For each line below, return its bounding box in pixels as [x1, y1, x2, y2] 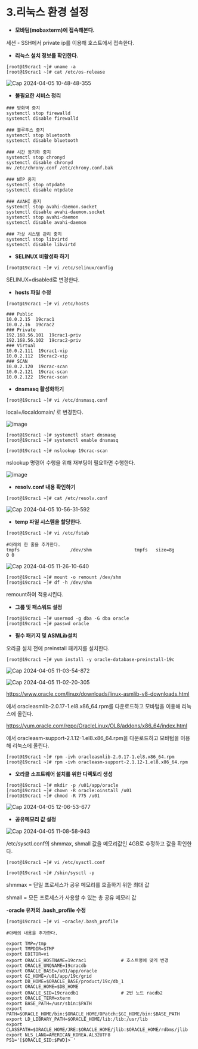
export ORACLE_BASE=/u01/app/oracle [6, 968, 97, 974]
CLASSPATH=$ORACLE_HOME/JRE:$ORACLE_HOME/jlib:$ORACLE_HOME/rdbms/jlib [6, 1026, 188, 1033]
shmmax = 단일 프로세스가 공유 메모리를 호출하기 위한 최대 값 [6, 881, 150, 888]
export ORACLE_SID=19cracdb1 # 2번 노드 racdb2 [6, 990, 163, 996]
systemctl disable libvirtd [6, 241, 76, 247]
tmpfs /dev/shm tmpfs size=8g [6, 547, 175, 553]
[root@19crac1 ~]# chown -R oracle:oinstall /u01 [6, 787, 132, 793]
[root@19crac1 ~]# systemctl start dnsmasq [6, 432, 116, 438]
